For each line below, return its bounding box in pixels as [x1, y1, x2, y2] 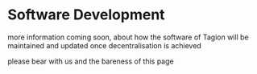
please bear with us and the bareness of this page [7, 56, 174, 66]
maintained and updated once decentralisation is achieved [7, 40, 202, 50]
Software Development [7, 6, 166, 24]
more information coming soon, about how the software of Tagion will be [7, 32, 249, 42]
